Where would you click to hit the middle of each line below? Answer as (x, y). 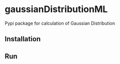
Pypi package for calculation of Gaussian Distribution (60, 23)
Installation (23, 39)
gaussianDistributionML (56, 9)
